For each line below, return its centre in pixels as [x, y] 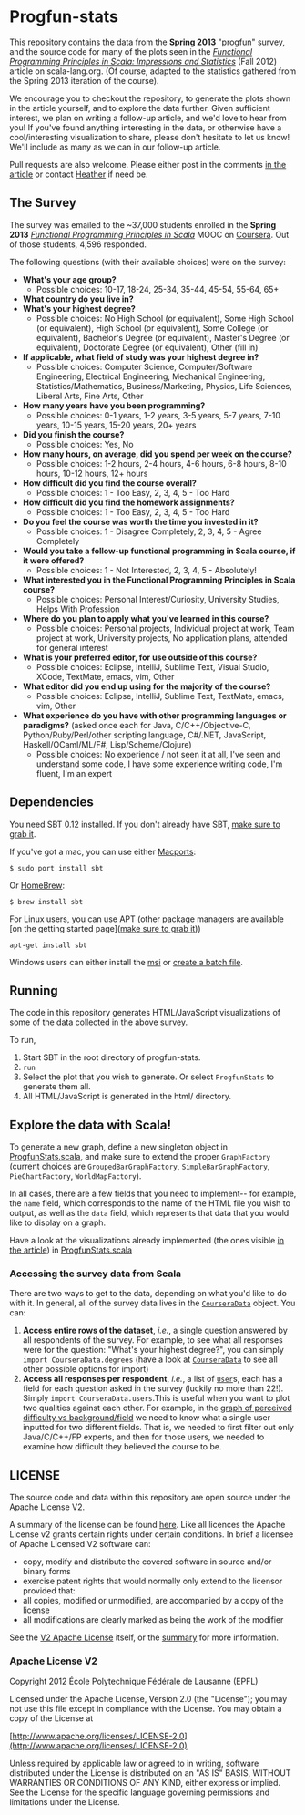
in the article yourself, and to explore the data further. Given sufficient [140, 108]
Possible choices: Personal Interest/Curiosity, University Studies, [158, 599]
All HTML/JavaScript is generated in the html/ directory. [127, 1097]
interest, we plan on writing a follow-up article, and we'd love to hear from [148, 118]
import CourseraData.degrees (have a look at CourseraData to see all [150, 1359]
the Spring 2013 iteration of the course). [84, 80]
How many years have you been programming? [114, 405]
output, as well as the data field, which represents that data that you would [149, 1213]
